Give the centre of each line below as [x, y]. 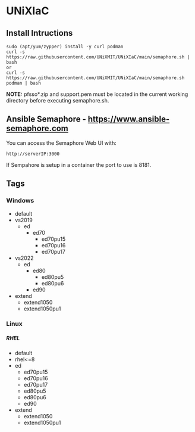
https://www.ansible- [129, 119]
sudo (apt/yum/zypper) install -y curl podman [65, 46]
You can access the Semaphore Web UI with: [62, 143]
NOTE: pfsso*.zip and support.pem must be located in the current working [97, 94]
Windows [20, 201]
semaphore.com [37, 128]
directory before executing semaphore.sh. [58, 100]
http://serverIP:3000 [33, 154]
